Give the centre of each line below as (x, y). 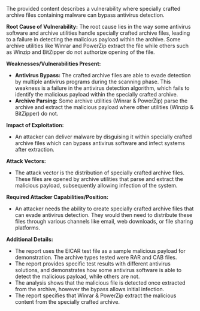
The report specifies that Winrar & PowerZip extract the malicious (96, 295)
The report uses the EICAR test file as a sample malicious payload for (100, 251)
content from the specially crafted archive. (67, 302)
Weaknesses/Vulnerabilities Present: (54, 64)
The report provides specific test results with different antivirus (93, 264)
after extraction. (35, 150)
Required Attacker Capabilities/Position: (57, 197)
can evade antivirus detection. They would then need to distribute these (104, 215)
